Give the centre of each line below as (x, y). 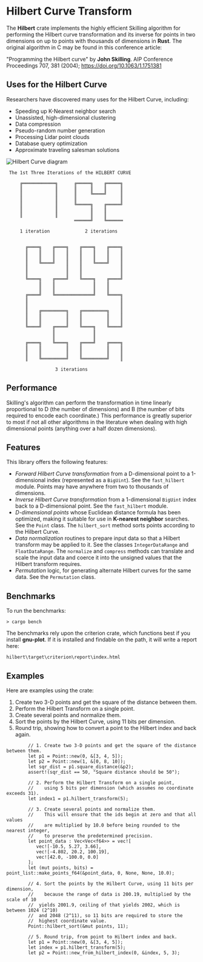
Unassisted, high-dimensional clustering (65, 117)
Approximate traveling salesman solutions (67, 149)
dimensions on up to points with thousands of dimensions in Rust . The (94, 41)
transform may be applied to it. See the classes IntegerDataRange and (102, 545)
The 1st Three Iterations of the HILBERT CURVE (70, 172)
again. (23, 734)
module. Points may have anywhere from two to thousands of (92, 486)
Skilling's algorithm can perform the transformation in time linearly (89, 403)
